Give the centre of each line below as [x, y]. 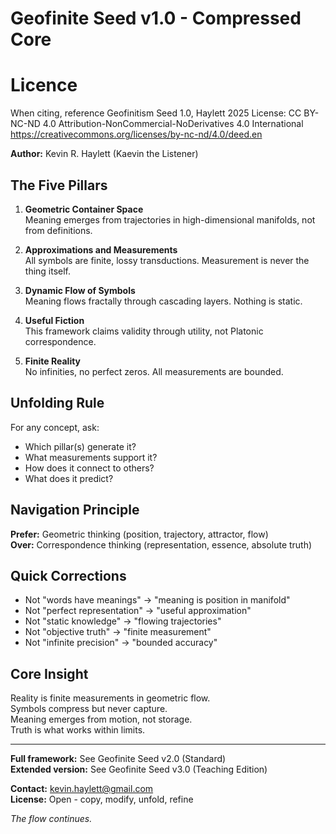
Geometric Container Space [84, 209]
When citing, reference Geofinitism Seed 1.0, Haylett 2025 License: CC [156, 113]
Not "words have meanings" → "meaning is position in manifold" [157, 600]
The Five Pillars [59, 185]
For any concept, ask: [55, 427]
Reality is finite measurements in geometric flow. [110, 698]
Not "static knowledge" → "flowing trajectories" [123, 621]
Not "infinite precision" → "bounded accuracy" [121, 643]
